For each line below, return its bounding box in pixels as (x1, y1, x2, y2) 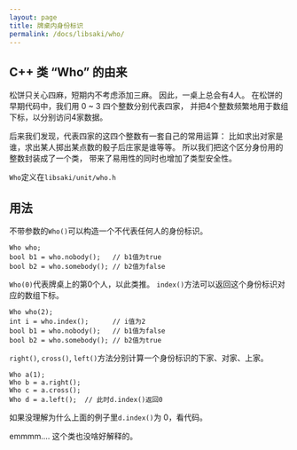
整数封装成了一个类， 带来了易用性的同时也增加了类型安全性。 (9, 153, 237, 164)
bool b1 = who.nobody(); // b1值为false (9, 327, 166, 336)
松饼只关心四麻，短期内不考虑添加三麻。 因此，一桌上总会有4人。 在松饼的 (9, 90, 283, 100)
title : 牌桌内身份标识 (9, 21, 84, 30)
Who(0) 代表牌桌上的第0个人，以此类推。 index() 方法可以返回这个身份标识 (9, 279, 277, 289)
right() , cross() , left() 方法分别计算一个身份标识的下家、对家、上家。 (9, 352, 269, 363)
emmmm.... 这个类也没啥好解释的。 (9, 431, 138, 441)
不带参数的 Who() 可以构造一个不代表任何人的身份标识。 (9, 225, 208, 236)
